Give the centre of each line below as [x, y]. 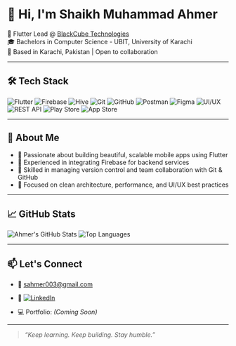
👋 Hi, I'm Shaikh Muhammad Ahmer [112, 14]
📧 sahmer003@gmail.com [55, 284]
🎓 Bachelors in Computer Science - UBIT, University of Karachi [100, 41]
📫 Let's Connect [45, 264]
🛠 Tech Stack [38, 81]
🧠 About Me [33, 138]
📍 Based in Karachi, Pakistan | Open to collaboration [83, 51]
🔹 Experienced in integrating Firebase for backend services [103, 162]
